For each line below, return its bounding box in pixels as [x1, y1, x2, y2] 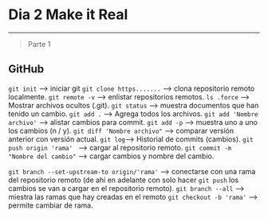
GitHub [8, 62, 45, 76]
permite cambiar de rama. [8, 200, 93, 210]
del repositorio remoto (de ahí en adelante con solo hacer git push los [8, 175, 239, 185]
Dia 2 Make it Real [8, 6, 128, 24]
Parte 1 [27, 39, 51, 49]
